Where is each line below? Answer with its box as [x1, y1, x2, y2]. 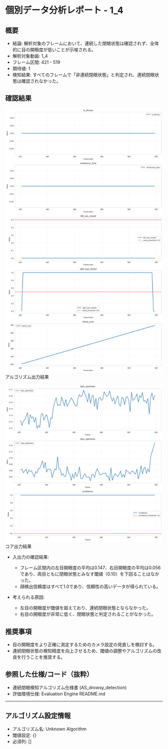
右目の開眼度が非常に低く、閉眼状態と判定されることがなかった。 [19, 611, 156, 617]
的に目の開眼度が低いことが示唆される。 [12, 47, 96, 53]
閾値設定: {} [12, 732, 36, 738]
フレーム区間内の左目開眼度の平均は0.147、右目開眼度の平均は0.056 [19, 565, 161, 571]
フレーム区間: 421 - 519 [12, 59, 60, 65]
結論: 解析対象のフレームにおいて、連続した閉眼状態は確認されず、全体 [12, 41, 159, 46]
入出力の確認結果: [12, 554, 49, 560]
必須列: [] [12, 738, 31, 744]
